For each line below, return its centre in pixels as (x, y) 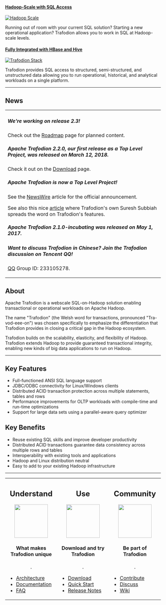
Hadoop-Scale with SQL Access (39, 7)
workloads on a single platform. (37, 80)
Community (135, 494)
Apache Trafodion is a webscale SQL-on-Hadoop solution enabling (73, 303)
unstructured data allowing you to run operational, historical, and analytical (81, 75)
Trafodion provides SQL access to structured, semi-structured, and (73, 70)
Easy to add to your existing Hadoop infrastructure (63, 466)
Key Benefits (25, 428)
